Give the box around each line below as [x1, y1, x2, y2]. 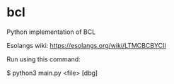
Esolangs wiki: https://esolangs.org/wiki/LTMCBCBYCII [6, 41, 167, 49]
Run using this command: [6, 54, 81, 64]
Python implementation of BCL [6, 28, 96, 36]
